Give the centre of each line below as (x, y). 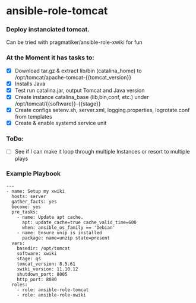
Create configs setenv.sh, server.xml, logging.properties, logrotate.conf (102, 110)
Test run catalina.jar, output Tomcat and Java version (80, 90)
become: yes (26, 207)
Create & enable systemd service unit (61, 123)
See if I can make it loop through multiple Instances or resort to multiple (102, 152)
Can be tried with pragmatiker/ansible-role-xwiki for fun (74, 42)
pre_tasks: (25, 212)
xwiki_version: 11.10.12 (48, 269)
